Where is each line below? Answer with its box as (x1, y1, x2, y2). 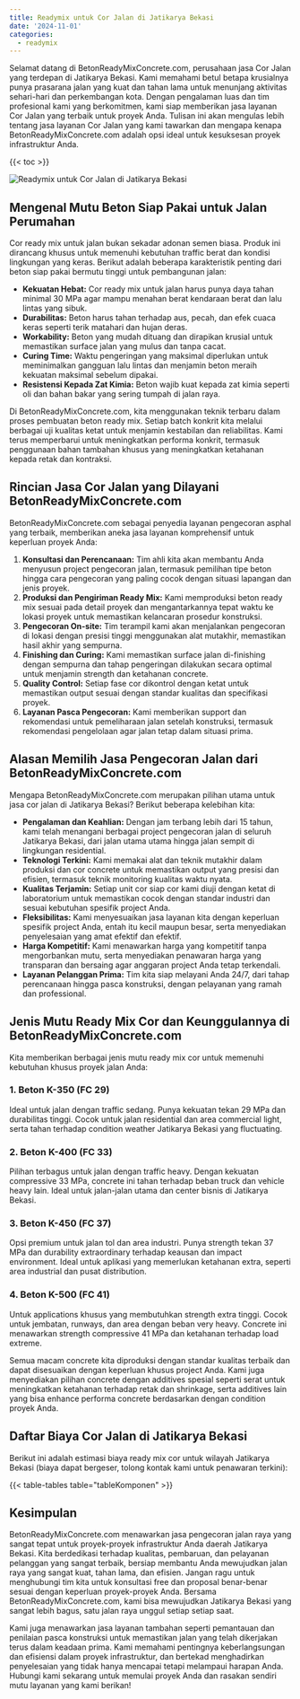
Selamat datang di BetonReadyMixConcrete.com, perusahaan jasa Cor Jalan (9, 63, 292, 74)
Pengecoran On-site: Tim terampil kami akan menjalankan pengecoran (21, 620, 286, 631)
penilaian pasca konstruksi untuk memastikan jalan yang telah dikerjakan (9, 1633, 278, 1643)
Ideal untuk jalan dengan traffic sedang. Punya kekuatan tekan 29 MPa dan (9, 1104, 287, 1115)
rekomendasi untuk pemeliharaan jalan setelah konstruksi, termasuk (21, 715, 273, 727)
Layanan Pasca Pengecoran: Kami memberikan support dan (21, 706, 247, 717)
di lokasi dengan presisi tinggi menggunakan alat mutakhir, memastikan (21, 630, 287, 641)
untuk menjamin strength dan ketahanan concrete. (21, 668, 209, 679)
